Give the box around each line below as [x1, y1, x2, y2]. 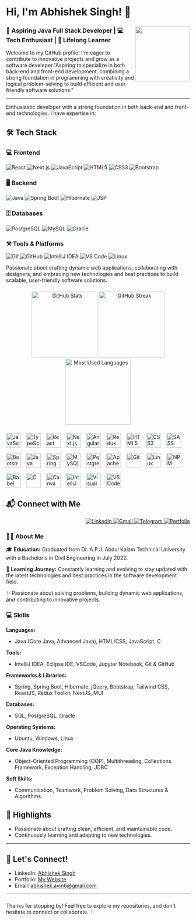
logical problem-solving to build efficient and [6, 80, 114, 87]
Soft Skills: [6, 775, 33, 782]
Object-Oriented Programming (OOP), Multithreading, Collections [14, 758, 171, 765]
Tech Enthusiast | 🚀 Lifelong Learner [6, 36, 111, 45]
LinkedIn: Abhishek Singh [14, 870, 76, 877]
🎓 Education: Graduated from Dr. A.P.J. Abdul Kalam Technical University [6, 546, 185, 553]
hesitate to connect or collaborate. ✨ [6, 908, 94, 915]
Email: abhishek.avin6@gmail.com [14, 882, 97, 889]
